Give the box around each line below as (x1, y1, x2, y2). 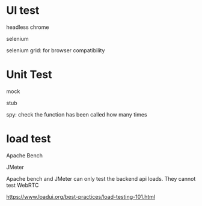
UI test (6, 4, 40, 17)
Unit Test (6, 68, 52, 82)
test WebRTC (6, 181, 39, 189)
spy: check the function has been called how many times (6, 111, 147, 118)
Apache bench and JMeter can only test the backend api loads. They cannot (6, 175, 196, 182)
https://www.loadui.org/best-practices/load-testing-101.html (6, 193, 155, 200)
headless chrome (6, 23, 49, 31)
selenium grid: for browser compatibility (6, 46, 105, 54)
